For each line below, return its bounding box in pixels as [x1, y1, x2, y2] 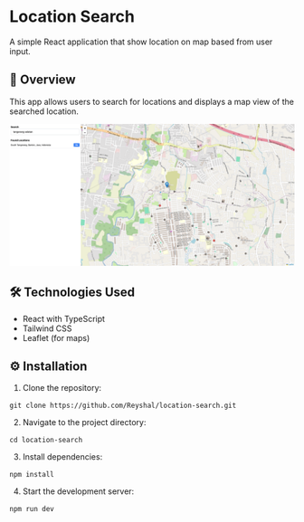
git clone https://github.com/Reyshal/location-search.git [9, 401, 237, 411]
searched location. [9, 106, 79, 117]
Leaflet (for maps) [22, 332, 90, 343]
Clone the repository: [22, 383, 102, 394]
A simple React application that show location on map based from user [9, 36, 273, 47]
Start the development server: [22, 486, 135, 497]
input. [9, 45, 32, 56]
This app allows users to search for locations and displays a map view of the [9, 96, 295, 107]
